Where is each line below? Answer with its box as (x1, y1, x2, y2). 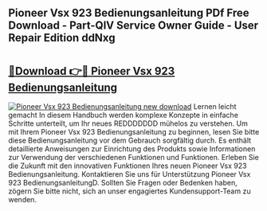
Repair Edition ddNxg (8, 31, 116, 45)
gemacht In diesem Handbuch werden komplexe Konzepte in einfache (8, 111, 239, 119)
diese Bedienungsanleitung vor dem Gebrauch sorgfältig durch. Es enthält (8, 135, 252, 145)
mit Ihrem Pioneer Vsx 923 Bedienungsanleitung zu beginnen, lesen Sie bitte (8, 127, 260, 136)
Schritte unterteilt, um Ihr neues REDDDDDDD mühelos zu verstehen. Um (8, 119, 249, 128)
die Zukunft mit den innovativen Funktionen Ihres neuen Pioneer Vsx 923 (8, 161, 247, 170)
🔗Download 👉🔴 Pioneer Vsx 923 (8, 64, 175, 78)
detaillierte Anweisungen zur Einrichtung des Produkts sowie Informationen (8, 144, 256, 154)
